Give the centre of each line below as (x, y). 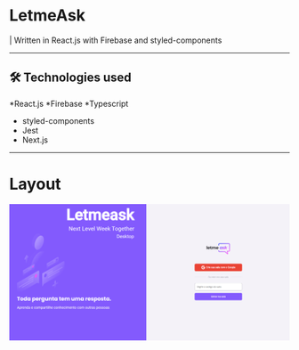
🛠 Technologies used (70, 78)
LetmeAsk (48, 16)
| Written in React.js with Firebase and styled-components (116, 40)
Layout (35, 184)
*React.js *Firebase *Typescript (69, 103)
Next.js (35, 140)
